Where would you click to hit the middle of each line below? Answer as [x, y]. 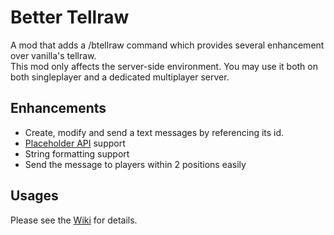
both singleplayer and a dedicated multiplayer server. [120, 77]
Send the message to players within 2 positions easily [135, 164]
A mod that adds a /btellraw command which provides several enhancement [167, 45]
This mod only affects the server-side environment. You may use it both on [164, 66]
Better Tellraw [70, 17]
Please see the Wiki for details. [74, 220]
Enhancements [58, 108]
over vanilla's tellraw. [53, 55]
